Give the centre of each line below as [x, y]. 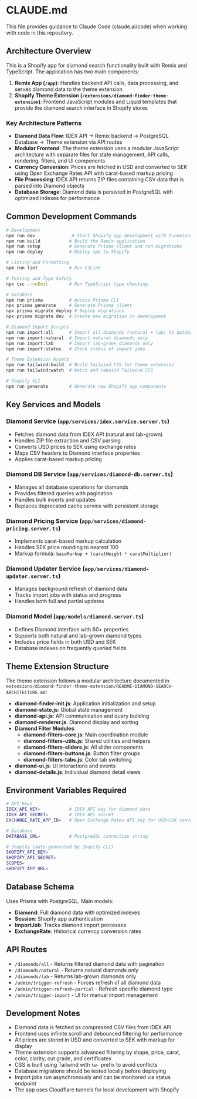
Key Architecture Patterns [44, 123]
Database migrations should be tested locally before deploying [90, 1071]
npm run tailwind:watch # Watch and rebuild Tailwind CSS [80, 370]
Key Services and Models [54, 405]
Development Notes [43, 1013]
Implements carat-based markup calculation [68, 541]
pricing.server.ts [32, 528]
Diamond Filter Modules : [45, 728]
